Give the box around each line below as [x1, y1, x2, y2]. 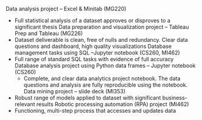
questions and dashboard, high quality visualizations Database [14, 42, 172, 50]
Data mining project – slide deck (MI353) [23, 88, 126, 95]
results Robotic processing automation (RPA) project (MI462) [36, 101, 189, 108]
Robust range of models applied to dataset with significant [14, 94, 161, 101]
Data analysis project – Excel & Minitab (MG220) [5, 5, 127, 12]
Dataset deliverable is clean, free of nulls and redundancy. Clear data [14, 36, 188, 43]
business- [162, 94, 188, 101]
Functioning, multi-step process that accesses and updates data [14, 107, 176, 114]
